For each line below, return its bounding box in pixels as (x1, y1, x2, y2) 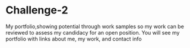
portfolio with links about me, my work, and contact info (5, 35, 142, 42)
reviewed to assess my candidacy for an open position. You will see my (5, 29, 180, 36)
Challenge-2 (5, 4, 69, 17)
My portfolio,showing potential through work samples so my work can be (5, 23, 185, 30)
